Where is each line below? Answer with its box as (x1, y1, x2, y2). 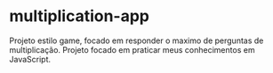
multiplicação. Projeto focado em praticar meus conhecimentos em (9, 44, 255, 55)
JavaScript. (9, 54, 52, 64)
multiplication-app (9, 6, 149, 26)
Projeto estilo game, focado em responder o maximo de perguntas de (9, 35, 264, 46)
